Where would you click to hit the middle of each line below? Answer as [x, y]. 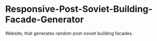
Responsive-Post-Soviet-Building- [79, 9]
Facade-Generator [45, 20]
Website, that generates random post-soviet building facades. [69, 33]
